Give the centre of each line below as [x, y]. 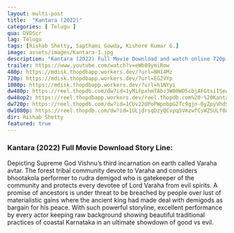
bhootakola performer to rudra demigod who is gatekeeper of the [101, 177]
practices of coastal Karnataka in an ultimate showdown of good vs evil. [110, 222]
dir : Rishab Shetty [36, 117]
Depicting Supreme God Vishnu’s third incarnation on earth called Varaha [112, 163]
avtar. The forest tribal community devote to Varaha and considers [102, 170]
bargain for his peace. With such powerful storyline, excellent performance [115, 207]
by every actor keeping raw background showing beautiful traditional [106, 215]
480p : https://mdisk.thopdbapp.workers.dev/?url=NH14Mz [90, 72]
